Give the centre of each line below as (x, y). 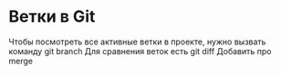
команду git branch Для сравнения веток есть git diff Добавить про (140, 51)
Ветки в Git (52, 17)
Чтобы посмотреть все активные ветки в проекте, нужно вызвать (137, 42)
